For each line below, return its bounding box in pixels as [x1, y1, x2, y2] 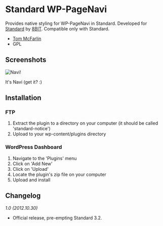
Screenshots [5, 56, 47, 64]
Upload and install [12, 176, 51, 183]
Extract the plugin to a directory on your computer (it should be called [12, 120, 158, 126]
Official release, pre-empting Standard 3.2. [12, 214, 102, 221]
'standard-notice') [12, 126, 51, 132]
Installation [5, 94, 42, 102]
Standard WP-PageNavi [5, 4, 107, 15]
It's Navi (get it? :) [5, 79, 42, 85]
